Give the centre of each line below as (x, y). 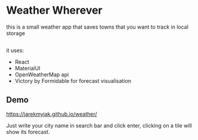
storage (16, 33)
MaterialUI (27, 69)
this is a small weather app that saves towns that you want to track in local (98, 27)
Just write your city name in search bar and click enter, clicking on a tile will (99, 126)
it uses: (15, 51)
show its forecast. (28, 132)
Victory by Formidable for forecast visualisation (73, 81)
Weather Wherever (54, 10)
